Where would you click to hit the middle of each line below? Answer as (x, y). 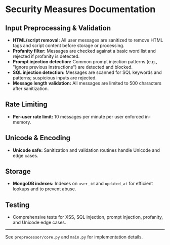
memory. (22, 122)
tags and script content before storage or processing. (69, 46)
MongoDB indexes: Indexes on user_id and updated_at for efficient (83, 184)
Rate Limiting (26, 105)
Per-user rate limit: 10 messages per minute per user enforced (78, 116)
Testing (17, 205)
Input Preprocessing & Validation (58, 28)
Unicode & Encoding (38, 138)
